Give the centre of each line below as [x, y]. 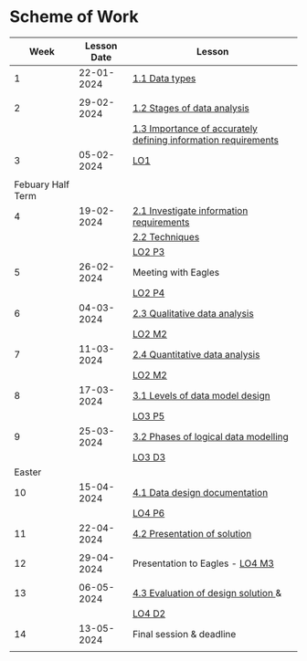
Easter [28, 472]
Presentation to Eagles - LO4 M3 [203, 563]
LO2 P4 [148, 292]
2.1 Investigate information [190, 210]
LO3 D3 [149, 456]
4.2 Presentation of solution [192, 533]
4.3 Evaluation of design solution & [206, 593]
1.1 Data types [164, 78]
